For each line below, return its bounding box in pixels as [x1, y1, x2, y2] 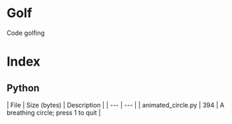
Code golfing [6, 29, 46, 37]
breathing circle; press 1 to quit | [6, 108, 101, 117]
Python [6, 82, 40, 94]
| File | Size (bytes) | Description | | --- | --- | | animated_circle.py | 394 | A [6, 100, 225, 109]
